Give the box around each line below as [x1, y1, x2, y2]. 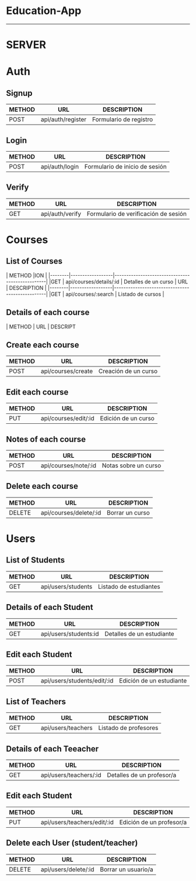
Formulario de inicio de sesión [84, 162, 167, 170]
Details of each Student [6, 602, 93, 612]
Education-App [6, 4, 82, 18]
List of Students [6, 555, 65, 565]
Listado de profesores [98, 724, 159, 732]
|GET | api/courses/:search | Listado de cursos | [49, 290, 164, 297]
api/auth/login [40, 162, 79, 170]
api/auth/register [40, 115, 87, 124]
